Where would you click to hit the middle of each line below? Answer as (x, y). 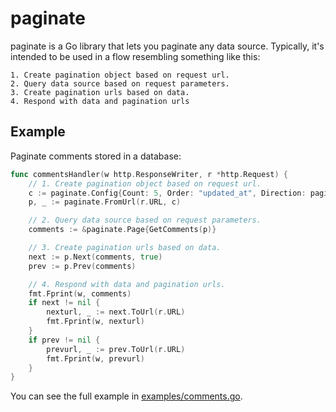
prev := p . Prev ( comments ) (82, 266)
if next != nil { (64, 303)
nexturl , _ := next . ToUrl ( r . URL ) (116, 312)
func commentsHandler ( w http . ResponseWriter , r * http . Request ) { (149, 174)
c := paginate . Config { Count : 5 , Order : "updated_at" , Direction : (167, 193)
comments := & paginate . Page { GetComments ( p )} (122, 230)
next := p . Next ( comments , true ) (95, 257)
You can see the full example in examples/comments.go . (126, 396)
